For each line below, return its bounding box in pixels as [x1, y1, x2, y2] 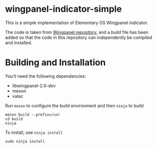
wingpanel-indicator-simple [5, 3, 122, 15]
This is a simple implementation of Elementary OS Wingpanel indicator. [5, 20, 149, 26]
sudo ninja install [5, 139, 45, 144]
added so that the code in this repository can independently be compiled [5, 34, 152, 40]
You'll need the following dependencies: [5, 73, 86, 79]
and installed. [5, 39, 32, 45]
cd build [5, 117, 23, 121]
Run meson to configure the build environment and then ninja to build [5, 102, 144, 109]
